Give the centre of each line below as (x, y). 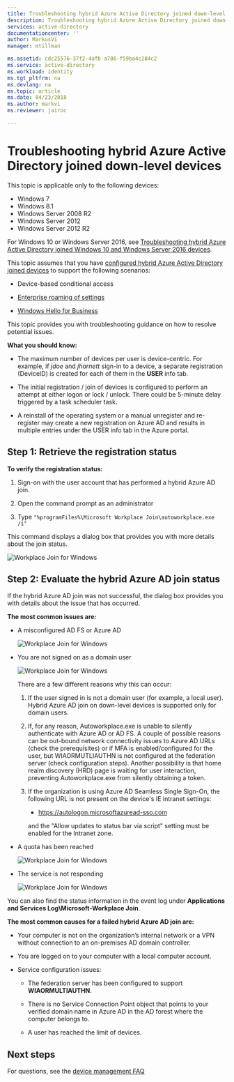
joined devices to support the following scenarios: (79, 270)
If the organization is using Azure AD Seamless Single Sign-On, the (124, 791)
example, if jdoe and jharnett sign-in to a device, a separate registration (120, 366)
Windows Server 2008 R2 (54, 213)
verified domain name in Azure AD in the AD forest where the (115, 1012)
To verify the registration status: (55, 468)
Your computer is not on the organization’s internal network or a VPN (116, 936)
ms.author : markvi (34, 104)
